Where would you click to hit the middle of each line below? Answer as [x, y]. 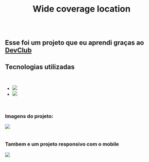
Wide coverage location [82, 9]
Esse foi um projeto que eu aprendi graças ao [74, 43]
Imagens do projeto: [29, 116]
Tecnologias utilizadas [40, 67]
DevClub [18, 50]
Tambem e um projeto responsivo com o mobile [62, 144]
